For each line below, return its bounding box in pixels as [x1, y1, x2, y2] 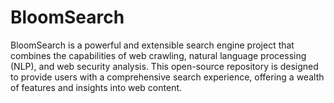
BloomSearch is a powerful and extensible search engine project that [10, 39, 295, 51]
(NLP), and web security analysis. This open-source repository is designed [10, 60, 319, 72]
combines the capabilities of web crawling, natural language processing [10, 49, 307, 61]
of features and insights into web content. [10, 81, 183, 93]
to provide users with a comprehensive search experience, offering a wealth [10, 71, 325, 83]
